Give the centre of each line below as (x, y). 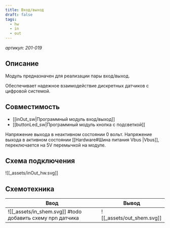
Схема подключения (40, 161)
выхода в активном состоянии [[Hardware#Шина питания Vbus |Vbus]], (82, 140)
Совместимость (32, 107)
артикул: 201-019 (24, 48)
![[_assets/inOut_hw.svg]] (32, 173)
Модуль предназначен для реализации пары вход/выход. (68, 76)
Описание (22, 64)
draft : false (19, 15)
